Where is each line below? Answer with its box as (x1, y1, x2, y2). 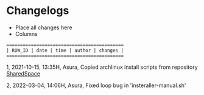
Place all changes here (15, 24, 72, 31)
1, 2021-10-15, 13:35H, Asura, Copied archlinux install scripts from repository (6, 63, 198, 71)
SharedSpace (6, 69, 41, 77)
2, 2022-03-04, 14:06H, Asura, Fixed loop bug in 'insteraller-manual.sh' (6, 82, 187, 89)
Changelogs (6, 4, 69, 18)
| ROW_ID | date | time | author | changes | (6, 47, 124, 54)
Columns (15, 30, 38, 37)
